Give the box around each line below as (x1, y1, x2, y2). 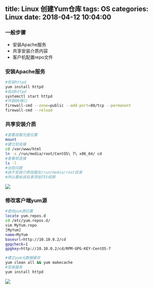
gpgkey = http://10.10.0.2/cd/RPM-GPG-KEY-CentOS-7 (5, 246, 111, 251)
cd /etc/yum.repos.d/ (5, 218, 51, 223)
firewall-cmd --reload (5, 108, 53, 113)
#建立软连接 (5, 142, 27, 147)
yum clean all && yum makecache (5, 260, 73, 265)
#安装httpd (5, 80, 27, 85)
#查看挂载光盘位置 (5, 133, 38, 138)
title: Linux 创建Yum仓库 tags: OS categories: (5, 5, 149, 14)
